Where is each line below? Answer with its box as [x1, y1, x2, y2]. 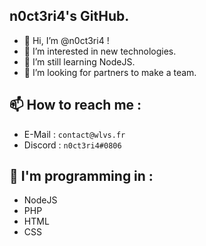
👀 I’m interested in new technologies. [23, 45, 177, 57]
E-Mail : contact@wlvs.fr [23, 128, 126, 140]
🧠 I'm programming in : [9, 168, 154, 185]
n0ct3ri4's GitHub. [9, 8, 130, 25]
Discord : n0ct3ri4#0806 [23, 139, 122, 151]
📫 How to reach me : [9, 97, 142, 114]
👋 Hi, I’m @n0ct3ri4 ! [23, 34, 110, 46]
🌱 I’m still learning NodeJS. [23, 55, 136, 68]
